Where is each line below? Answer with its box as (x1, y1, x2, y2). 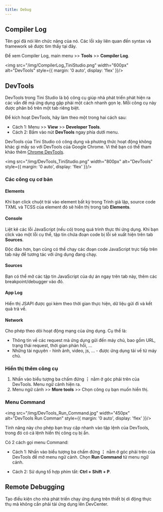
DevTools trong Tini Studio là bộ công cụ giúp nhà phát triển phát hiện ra (5, 95, 151, 101)
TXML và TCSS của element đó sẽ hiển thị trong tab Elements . (5, 204, 131, 210)
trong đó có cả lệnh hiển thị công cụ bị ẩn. (5, 430, 90, 436)
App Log (5, 289, 23, 296)
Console (5, 215, 23, 221)
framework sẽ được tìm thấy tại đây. (5, 44, 77, 49)
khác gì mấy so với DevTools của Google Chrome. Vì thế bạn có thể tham (5, 144, 151, 150)
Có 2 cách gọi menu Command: (5, 439, 69, 445)
